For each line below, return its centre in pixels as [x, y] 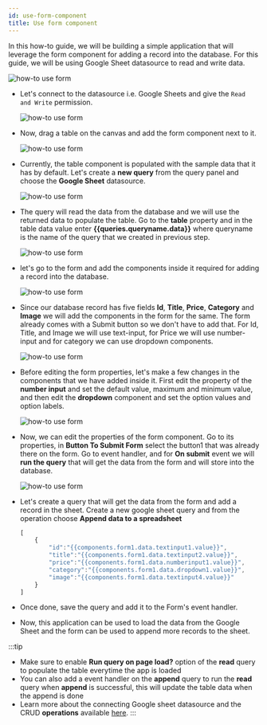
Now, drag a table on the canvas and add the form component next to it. [138, 133]
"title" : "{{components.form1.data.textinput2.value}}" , [143, 555]
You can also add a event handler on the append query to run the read [136, 679]
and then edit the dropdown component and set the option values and [135, 397]
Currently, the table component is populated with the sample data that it [138, 163]
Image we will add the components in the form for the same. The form [135, 315]
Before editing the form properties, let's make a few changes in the [130, 372]
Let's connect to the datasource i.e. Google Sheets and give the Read [132, 93]
